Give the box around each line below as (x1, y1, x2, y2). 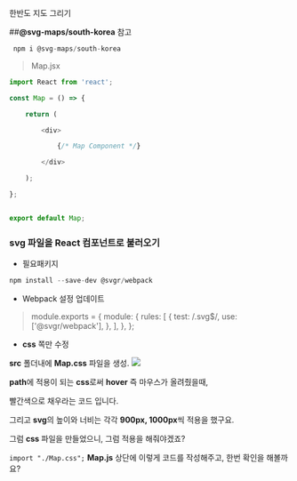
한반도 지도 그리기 (9, 8, 71, 18)
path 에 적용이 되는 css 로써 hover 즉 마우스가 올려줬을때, (9, 376, 209, 387)
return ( (25, 109, 58, 118)
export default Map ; (9, 213, 86, 222)
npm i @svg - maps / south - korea (12, 44, 122, 53)
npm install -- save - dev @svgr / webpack (9, 277, 153, 285)
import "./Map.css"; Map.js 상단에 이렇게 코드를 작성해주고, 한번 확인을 (9, 452, 265, 462)
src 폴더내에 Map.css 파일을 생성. (9, 357, 130, 368)
